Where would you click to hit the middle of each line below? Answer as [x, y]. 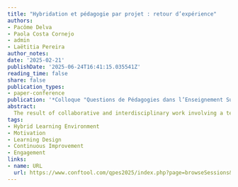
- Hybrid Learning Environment [53, 126]
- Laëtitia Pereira [36, 47]
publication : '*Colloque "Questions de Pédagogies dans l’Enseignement [115, 100]
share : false [27, 80]
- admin [19, 41]
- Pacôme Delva [30, 27]
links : [17, 160]
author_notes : [28, 54]
